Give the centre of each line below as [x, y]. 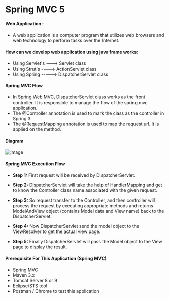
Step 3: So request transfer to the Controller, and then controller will [84, 200]
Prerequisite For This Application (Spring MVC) [56, 258]
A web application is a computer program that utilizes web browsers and [88, 35]
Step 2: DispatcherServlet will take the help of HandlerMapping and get [87, 185]
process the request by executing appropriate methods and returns [83, 206]
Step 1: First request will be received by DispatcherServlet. [74, 175]
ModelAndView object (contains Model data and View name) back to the [88, 211]
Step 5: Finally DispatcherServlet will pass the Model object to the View [87, 242]
